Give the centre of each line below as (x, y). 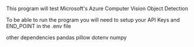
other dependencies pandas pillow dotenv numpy (67, 37)
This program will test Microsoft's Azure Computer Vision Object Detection (97, 9)
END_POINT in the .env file (39, 26)
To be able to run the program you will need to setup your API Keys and (93, 20)
